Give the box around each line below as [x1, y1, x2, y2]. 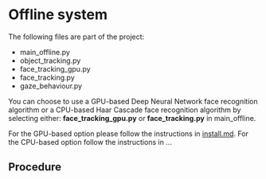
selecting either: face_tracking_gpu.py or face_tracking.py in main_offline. [8, 113, 256, 123]
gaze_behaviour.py [19, 81, 82, 91]
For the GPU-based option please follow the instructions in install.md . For [8, 129, 249, 138]
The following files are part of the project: [8, 32, 145, 41]
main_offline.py [19, 47, 70, 56]
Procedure [8, 161, 62, 174]
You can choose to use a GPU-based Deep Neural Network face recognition [8, 96, 259, 106]
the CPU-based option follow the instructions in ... [8, 137, 173, 146]
